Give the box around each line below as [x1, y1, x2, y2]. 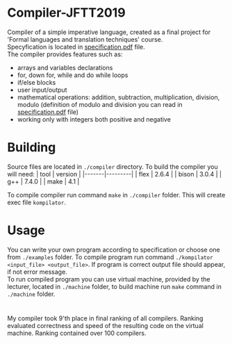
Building [7, 140, 56, 156]
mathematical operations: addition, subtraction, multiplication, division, [17, 92, 220, 101]
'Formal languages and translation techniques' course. [7, 35, 163, 43]
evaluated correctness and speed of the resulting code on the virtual [7, 322, 204, 329]
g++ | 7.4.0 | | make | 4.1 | [7, 177, 80, 186]
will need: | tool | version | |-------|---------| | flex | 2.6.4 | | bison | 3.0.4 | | [7, 170, 222, 178]
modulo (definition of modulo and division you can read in [17, 100, 183, 108]
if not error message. [7, 268, 67, 276]
